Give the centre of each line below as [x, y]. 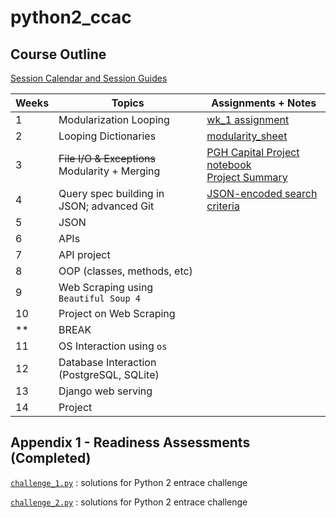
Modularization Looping [114, 119]
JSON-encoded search [262, 193]
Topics [128, 103]
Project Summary [247, 177]
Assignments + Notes [264, 103]
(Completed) [51, 458]
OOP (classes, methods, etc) [125, 271]
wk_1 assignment [248, 119]
